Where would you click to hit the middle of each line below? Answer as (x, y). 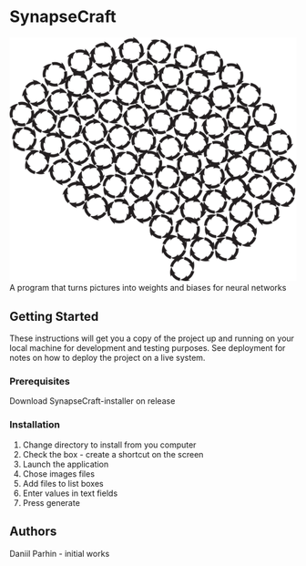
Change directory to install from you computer (109, 445)
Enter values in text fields (70, 493)
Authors (33, 532)
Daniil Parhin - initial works (60, 553)
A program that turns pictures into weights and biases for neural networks (148, 288)
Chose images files (59, 473)
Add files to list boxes (63, 483)
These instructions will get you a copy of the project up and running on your (152, 338)
